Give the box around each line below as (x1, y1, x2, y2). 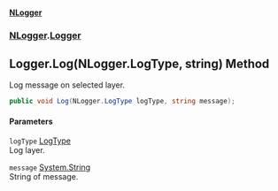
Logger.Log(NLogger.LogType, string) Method (9, 56, 270, 71)
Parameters (9, 116, 53, 126)
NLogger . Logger (9, 29, 81, 42)
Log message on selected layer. (9, 80, 126, 90)
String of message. (9, 172, 79, 182)
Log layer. (9, 145, 46, 156)
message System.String (9, 162, 91, 172)
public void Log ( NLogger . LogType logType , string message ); (9, 97, 236, 106)
